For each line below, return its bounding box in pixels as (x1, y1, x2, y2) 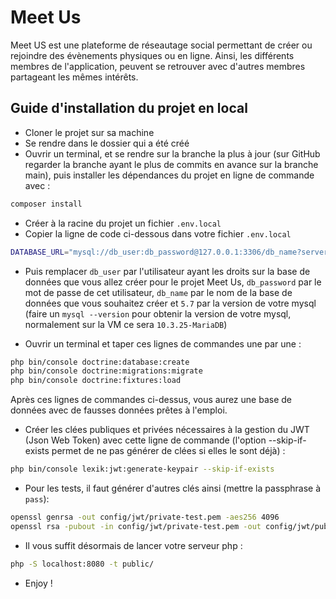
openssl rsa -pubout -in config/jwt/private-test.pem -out (10, 521, 262, 531)
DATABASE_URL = (10, 247, 70, 257)
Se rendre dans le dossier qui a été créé (24, 137, 190, 149)
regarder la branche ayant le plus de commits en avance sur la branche (24, 158, 319, 170)
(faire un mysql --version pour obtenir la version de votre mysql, (24, 307, 292, 320)
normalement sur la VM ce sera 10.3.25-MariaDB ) (24, 318, 228, 330)
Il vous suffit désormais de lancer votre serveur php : (24, 539, 243, 551)
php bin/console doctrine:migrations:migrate (10, 366, 203, 376)
